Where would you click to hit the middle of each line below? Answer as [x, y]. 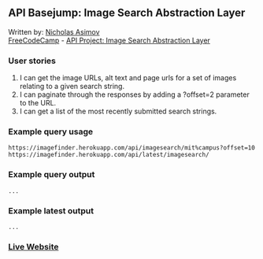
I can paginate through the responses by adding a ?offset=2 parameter [134, 94]
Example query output [52, 175]
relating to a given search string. [72, 87]
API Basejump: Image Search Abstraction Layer [127, 13]
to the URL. [38, 103]
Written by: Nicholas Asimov [54, 31]
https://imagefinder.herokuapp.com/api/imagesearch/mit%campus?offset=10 [132, 148]
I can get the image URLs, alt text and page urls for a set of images [128, 78]
